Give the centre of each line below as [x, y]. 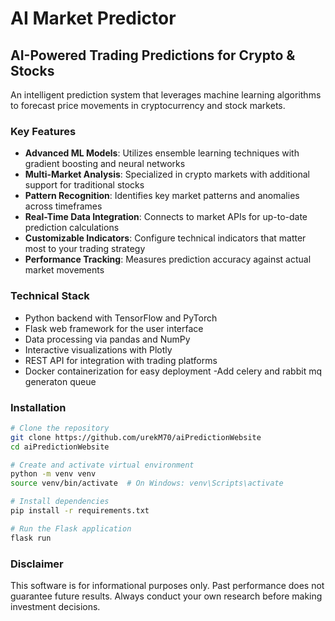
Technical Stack [50, 296]
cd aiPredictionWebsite [60, 447]
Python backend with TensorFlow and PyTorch [121, 318]
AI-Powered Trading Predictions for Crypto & [153, 55]
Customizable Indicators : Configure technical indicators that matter [165, 238]
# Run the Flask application [71, 528]
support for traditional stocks [84, 185]
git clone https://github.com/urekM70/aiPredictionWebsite [136, 437]
